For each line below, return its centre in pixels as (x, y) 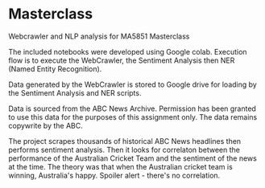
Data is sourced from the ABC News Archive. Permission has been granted (132, 108)
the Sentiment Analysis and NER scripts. (75, 92)
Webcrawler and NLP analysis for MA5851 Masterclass (99, 36)
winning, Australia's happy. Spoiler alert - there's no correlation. (114, 175)
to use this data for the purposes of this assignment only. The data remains (133, 116)
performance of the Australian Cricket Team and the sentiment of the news (133, 158)
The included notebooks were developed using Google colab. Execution (128, 51)
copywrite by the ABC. (46, 125)
